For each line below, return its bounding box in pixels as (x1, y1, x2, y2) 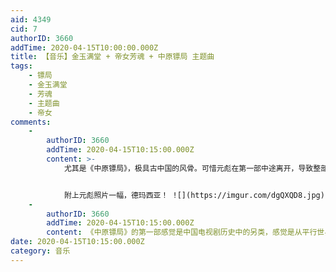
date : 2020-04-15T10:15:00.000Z (10, 237, 145, 247)
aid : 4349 (10, 14, 52, 25)
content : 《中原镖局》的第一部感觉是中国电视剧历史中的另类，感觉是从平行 (46, 227, 318, 238)
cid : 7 (10, 24, 38, 34)
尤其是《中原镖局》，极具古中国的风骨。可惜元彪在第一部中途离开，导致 (63, 163, 314, 173)
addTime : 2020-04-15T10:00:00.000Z (10, 42, 159, 53)
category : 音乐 (10, 246, 71, 256)
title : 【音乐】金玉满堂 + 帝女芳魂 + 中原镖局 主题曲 (10, 52, 215, 62)
